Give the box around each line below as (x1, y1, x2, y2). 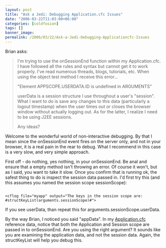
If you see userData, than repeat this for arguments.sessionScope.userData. (5, 206, 161, 212)
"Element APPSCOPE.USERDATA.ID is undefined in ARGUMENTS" (17, 83, 152, 89)
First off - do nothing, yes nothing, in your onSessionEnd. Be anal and (5, 158, 147, 164)
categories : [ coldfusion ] (5, 21, 58, 26)
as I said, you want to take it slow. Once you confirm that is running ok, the (5, 169, 157, 175)
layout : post (5, 7, 32, 12)
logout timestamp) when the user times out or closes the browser (17, 103, 151, 109)
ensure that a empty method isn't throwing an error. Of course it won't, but (5, 164, 158, 170)
